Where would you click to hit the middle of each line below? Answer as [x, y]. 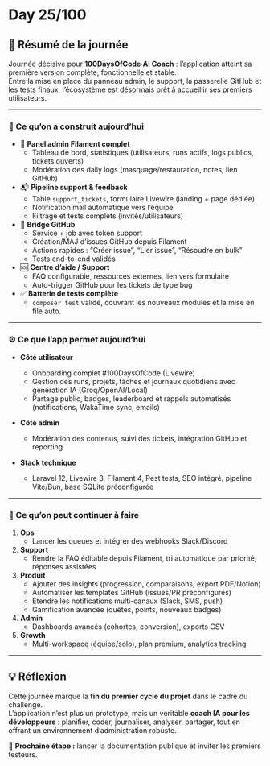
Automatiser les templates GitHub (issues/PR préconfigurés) [131, 592]
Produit [33, 575]
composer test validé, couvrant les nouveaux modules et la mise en [143, 303]
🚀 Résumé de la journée [68, 45]
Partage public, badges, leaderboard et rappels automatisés [131, 398]
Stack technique [48, 462]
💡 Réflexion [37, 677]
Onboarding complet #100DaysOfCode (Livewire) [113, 373]
